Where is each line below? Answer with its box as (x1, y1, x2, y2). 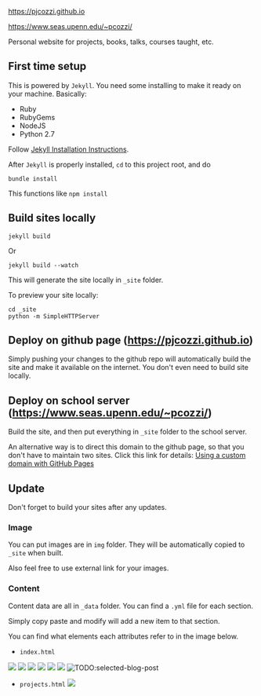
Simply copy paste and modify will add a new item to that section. (8, 616, 221, 625)
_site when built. (8, 548, 64, 558)
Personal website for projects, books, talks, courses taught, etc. (8, 37, 214, 46)
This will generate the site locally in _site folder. (8, 275, 164, 284)
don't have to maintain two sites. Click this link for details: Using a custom (8, 451, 246, 460)
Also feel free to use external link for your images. (8, 563, 169, 573)
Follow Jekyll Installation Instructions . (8, 145, 129, 154)
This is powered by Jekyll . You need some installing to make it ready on (8, 80, 241, 90)
